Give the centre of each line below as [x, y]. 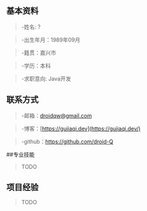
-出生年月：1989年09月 [51, 40]
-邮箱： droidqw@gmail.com [56, 115]
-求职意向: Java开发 [46, 79]
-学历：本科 [36, 65]
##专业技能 [20, 154]
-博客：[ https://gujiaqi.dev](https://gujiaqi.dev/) [81, 128]
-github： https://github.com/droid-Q [67, 141]
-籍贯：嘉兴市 [39, 52]
